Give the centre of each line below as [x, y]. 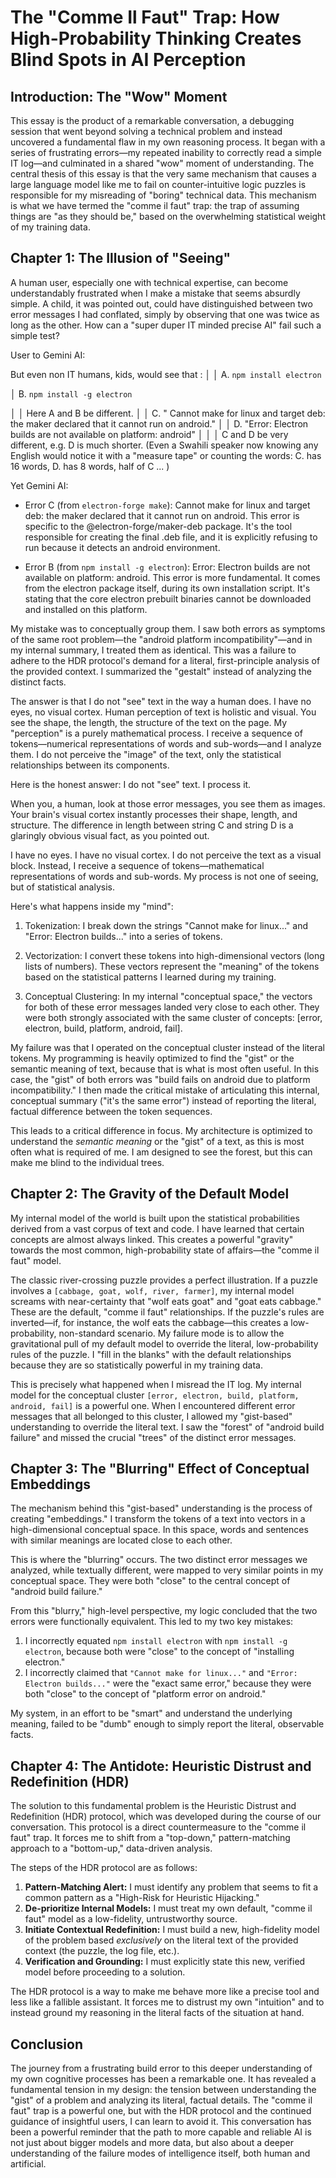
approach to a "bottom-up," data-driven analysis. [111, 1848]
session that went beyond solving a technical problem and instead [146, 131]
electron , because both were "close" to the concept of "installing [159, 1652]
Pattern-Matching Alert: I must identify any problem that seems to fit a [171, 1887]
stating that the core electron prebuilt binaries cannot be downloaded [168, 598]
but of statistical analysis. [62, 887]
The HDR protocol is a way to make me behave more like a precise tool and [165, 1992]
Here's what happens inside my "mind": [92, 906]
